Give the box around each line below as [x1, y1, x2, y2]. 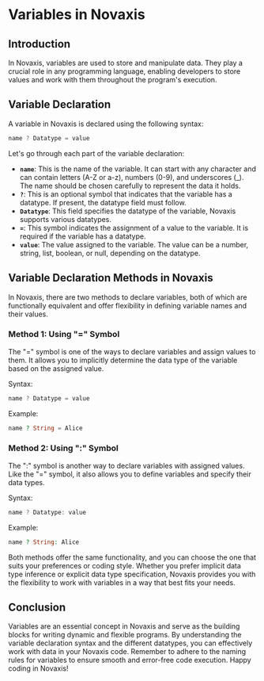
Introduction [8, 37, 71, 51]
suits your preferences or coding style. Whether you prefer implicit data [8, 560, 241, 570]
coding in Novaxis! [8, 664, 69, 673]
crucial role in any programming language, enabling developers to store [8, 67, 241, 76]
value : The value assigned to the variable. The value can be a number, [19, 239, 249, 249]
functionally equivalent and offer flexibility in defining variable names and [8, 300, 247, 310]
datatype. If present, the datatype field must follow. [19, 197, 187, 207]
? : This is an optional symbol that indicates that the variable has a [19, 189, 233, 199]
